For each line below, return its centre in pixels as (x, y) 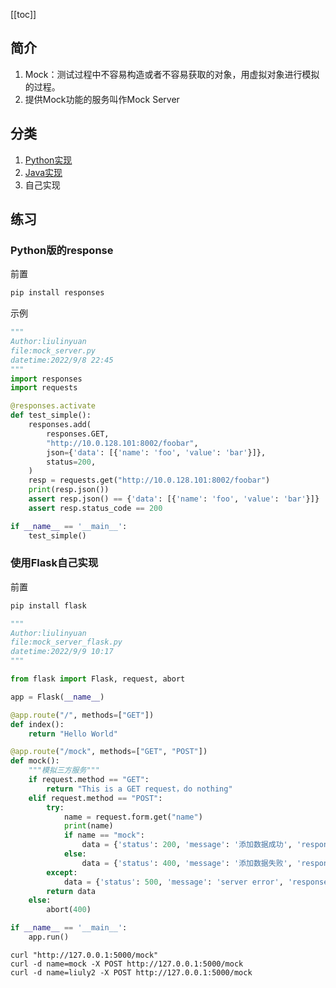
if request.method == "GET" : (89, 780)
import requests (44, 388)
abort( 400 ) (69, 910)
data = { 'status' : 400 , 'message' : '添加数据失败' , (187, 863)
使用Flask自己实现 (54, 563)
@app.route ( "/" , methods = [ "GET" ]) (82, 715)
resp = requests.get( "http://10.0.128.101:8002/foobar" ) (149, 480)
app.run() (49, 937)
